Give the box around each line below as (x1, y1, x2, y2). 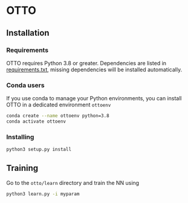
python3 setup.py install (6, 146, 71, 153)
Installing (6, 132, 34, 141)
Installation (6, 28, 50, 38)
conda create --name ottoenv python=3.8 (6, 113, 110, 119)
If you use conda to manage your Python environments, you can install (6, 95, 183, 102)
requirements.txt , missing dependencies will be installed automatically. (6, 66, 183, 73)
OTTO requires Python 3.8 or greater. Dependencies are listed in (6, 59, 167, 66)
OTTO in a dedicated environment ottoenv (6, 101, 111, 109)
